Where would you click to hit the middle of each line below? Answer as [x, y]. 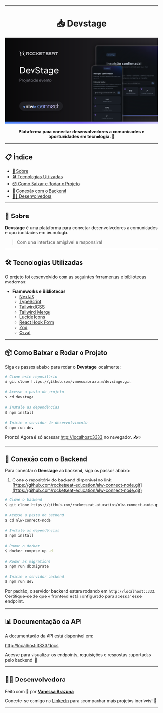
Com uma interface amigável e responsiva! [60, 242]
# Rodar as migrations [28, 561]
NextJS [27, 296]
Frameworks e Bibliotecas [39, 291]
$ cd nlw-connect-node [28, 520]
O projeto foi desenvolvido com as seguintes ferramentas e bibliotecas [76, 277]
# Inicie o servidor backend [34, 577]
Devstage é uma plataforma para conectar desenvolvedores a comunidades [81, 228]
